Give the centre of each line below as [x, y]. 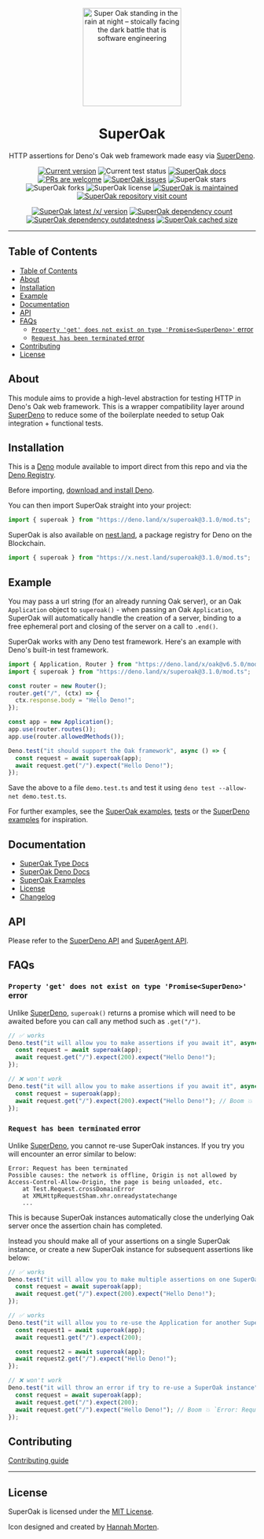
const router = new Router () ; [58, 686]
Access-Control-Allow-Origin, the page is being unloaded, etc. [115, 1182]
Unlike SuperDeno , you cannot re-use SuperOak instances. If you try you [126, 1146]
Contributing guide [38, 1460]
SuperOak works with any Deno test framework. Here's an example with [125, 641]
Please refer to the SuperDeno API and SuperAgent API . [98, 940]
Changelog [37, 897]
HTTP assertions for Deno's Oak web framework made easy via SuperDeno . [132, 155]
